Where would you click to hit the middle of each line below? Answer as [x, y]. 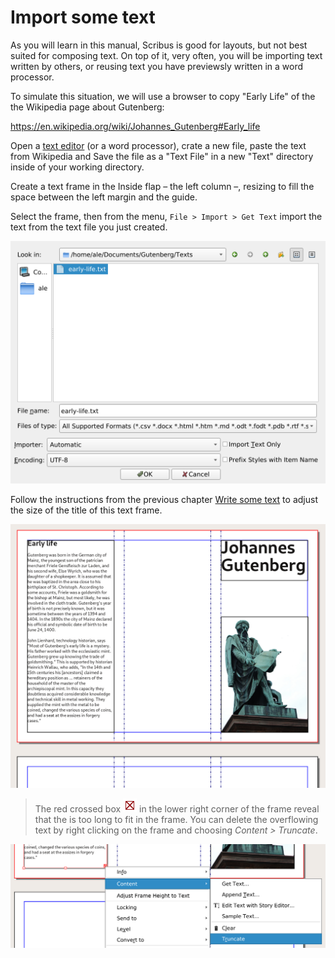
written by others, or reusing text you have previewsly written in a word [157, 66]
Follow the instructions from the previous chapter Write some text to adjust [164, 499]
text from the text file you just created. [89, 227]
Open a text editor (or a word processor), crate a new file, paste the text [158, 145]
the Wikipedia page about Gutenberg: [87, 107]
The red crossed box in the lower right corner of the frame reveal [177, 808]
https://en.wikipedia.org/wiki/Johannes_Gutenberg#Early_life [135, 126]
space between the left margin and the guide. [104, 197]
